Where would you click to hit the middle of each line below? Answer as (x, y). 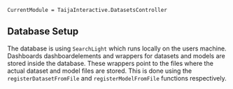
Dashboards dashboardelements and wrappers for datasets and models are (116, 55)
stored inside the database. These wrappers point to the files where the (110, 63)
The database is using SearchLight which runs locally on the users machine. (117, 48)
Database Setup (43, 32)
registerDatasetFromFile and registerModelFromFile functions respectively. (117, 78)
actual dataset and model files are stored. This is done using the (100, 71)
